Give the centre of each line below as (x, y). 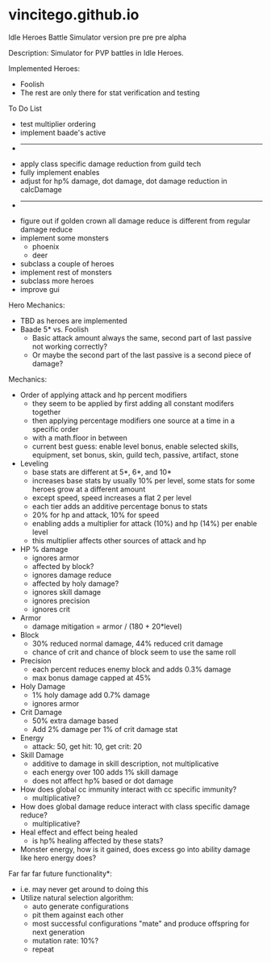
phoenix (46, 246)
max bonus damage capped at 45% (92, 678)
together (46, 412)
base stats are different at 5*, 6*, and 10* (102, 472)
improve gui (40, 289)
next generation (58, 932)
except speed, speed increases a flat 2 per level (112, 497)
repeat (43, 949)
